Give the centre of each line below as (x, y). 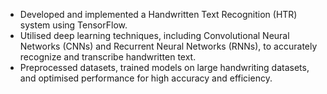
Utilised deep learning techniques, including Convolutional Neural (154, 35)
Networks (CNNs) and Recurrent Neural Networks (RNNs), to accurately (168, 46)
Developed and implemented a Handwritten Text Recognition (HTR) (158, 14)
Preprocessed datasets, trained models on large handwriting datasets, (164, 67)
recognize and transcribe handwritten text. (108, 57)
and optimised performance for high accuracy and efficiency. (146, 78)
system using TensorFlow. (73, 25)
